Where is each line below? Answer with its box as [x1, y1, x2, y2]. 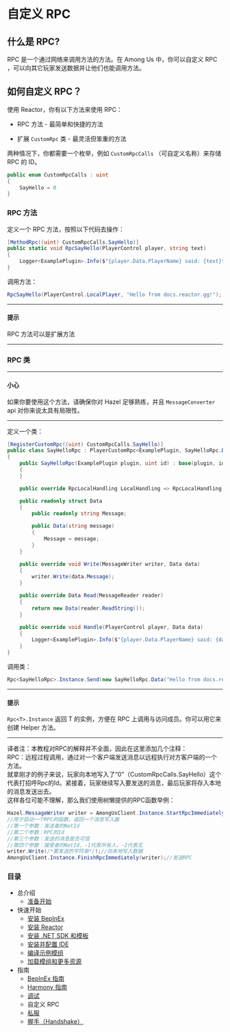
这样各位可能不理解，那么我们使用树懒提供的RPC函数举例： [7, 796, 176, 804]
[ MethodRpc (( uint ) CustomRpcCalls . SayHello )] [7, 238, 139, 246]
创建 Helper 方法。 [7, 724, 60, 732]
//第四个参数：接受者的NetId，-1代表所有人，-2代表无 [7, 842, 143, 849]
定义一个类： [7, 427, 43, 435]
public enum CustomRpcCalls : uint [7, 171, 109, 179]
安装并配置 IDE [27, 940, 69, 948]
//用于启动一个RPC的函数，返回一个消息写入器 [7, 816, 120, 823]
